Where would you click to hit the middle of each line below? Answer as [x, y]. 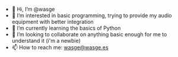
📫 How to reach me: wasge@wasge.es [60, 47]
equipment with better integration [53, 22]
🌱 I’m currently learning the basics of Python [66, 28]
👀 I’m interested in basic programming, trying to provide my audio [92, 15]
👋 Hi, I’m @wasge [33, 9]
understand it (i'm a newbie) [46, 41]
